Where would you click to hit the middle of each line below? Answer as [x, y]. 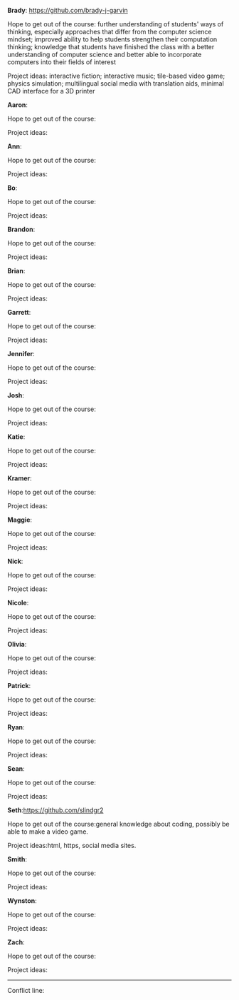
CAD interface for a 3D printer [51, 91]
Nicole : [18, 603]
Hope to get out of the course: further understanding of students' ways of [116, 24]
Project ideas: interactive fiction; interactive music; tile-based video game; [116, 76]
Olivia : [17, 644]
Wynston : [22, 901]
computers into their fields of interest [62, 62]
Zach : [16, 942]
